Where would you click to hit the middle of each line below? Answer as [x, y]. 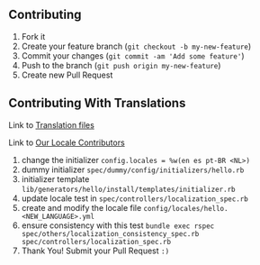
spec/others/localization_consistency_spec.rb [110, 233]
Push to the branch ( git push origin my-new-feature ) [121, 65]
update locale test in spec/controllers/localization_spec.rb [134, 198]
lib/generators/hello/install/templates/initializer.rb [128, 189]
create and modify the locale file [81, 207]
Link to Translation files [52, 124]
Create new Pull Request [67, 75]
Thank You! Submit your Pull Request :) [95, 251]
